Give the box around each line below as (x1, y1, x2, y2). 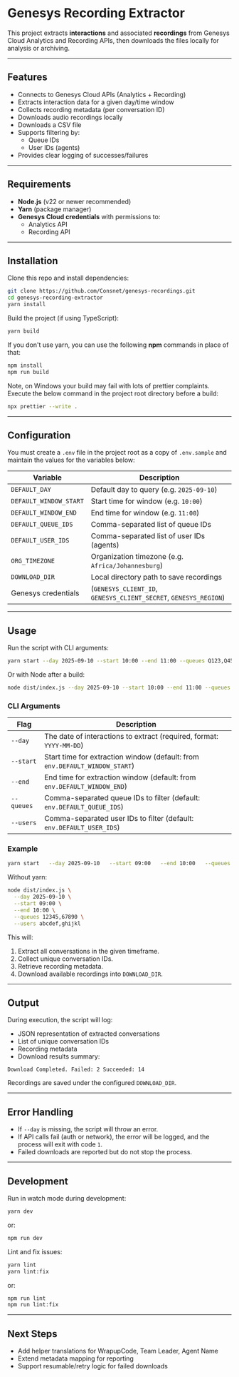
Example (7, 844, 38, 854)
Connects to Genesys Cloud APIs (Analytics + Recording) (17, 90, 186, 99)
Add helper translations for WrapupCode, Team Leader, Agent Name (17, 1347, 218, 1356)
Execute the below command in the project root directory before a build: (7, 389, 219, 398)
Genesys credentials (11, 588, 80, 598)
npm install (7, 362, 43, 369)
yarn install (7, 301, 46, 308)
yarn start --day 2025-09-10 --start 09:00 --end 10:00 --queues (7, 860, 231, 867)
